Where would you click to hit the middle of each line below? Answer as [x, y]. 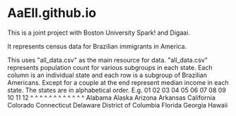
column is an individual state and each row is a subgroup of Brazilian [107, 75]
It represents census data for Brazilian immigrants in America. [97, 46]
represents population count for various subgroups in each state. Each [110, 67]
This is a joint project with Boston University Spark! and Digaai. [99, 33]
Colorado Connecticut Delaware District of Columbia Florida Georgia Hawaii [118, 105]
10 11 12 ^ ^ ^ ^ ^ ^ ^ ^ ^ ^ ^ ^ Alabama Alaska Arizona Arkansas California [111, 98]
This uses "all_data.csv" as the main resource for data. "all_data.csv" [108, 60]
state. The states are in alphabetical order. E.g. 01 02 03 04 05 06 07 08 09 [117, 90]
